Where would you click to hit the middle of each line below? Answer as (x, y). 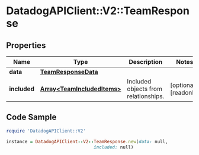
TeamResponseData (69, 72)
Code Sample (31, 117)
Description (146, 62)
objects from (145, 89)
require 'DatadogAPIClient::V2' (46, 131)
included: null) (114, 147)
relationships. (146, 96)
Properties (26, 45)
